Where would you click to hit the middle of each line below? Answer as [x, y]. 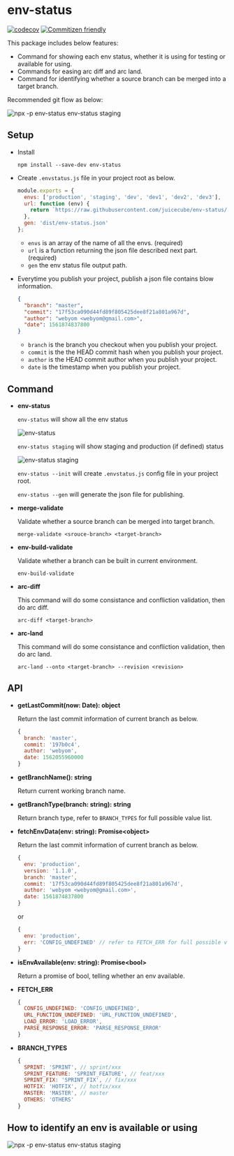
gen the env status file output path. [78, 265]
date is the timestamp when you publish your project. [104, 367]
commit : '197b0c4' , [52, 745]
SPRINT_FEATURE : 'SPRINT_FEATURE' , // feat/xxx [95, 1074]
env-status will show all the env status [72, 419]
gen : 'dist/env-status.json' [66, 223]
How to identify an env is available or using [102, 1128]
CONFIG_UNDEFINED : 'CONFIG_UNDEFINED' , [82, 1009]
